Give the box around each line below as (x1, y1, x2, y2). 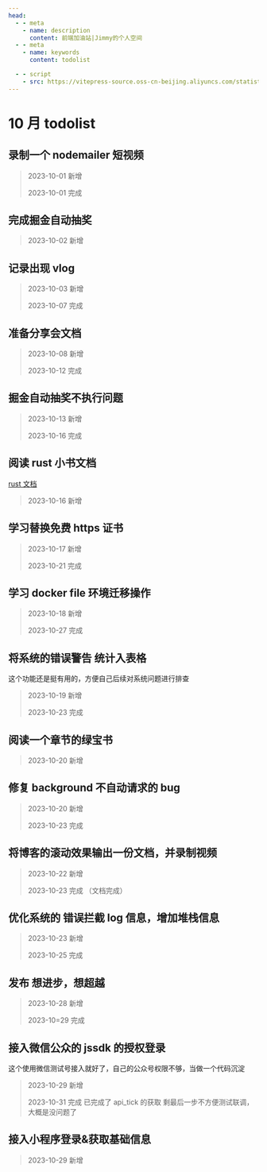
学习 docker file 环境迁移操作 (8, 586, 151, 600)
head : (8, 11, 26, 20)
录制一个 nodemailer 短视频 (8, 149, 145, 162)
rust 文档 (8, 478, 37, 489)
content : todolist (29, 56, 91, 64)
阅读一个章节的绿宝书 (8, 733, 113, 747)
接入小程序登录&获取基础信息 (8, 1133, 152, 1147)
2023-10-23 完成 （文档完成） (27, 885, 127, 895)
